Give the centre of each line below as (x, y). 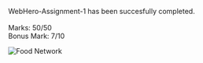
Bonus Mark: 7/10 (37, 36)
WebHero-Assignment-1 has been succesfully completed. (101, 11)
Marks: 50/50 (30, 28)
